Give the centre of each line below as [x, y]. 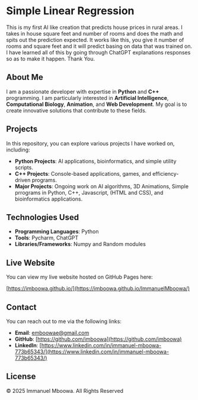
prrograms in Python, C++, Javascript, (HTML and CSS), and [89, 192]
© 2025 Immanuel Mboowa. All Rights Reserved [65, 391]
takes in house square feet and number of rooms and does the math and [95, 33]
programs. [44, 180]
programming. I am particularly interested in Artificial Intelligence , [87, 98]
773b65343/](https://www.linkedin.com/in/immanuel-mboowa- [92, 351]
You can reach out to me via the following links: [64, 321]
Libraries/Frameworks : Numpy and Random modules [80, 244]
